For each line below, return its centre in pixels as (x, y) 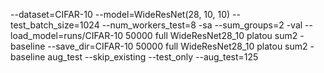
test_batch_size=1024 (55, 25)
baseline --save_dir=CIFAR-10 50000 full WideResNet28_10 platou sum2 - (162, 46)
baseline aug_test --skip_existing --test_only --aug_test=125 (134, 57)
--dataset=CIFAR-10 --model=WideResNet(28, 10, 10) (120, 14)
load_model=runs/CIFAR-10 (67, 35)
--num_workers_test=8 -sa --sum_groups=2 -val (202, 25)
